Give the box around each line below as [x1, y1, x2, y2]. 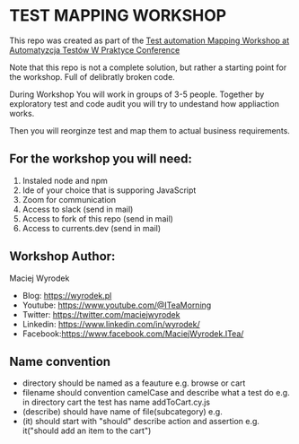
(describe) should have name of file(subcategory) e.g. [22, 406, 223, 417]
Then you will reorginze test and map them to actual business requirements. [9, 125, 290, 135]
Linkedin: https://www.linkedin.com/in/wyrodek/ [22, 318, 200, 329]
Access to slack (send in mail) [22, 204, 134, 214]
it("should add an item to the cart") [22, 425, 152, 436]
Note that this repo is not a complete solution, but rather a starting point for [9, 62, 287, 73]
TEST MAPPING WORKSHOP [9, 5, 227, 26]
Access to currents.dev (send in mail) [22, 222, 162, 233]
